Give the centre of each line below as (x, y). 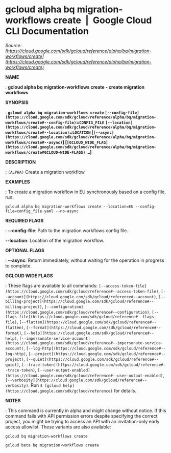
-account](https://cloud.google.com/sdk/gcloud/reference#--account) (81, 297)
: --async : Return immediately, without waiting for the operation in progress (85, 260)
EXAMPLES (18, 182)
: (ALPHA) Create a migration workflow (45, 172)
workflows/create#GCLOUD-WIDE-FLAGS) (45, 152)
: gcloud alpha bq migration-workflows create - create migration (75, 87)
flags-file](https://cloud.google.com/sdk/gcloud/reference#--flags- (81, 317)
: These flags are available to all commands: (52, 285)
